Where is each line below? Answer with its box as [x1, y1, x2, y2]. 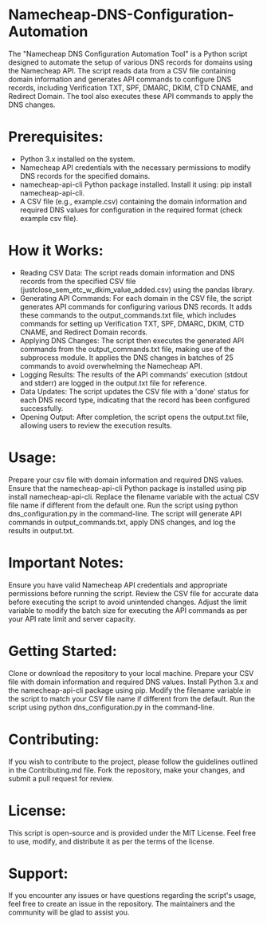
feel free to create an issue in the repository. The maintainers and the [8, 899, 235, 909]
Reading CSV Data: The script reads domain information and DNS [19, 267, 235, 277]
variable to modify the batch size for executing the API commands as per [8, 605, 248, 615]
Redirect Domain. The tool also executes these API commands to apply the [8, 91, 253, 101]
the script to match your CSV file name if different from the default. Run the [8, 694, 255, 703]
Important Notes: [8, 553, 124, 571]
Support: [8, 864, 69, 883]
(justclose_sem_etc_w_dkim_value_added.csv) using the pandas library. [19, 285, 255, 294]
